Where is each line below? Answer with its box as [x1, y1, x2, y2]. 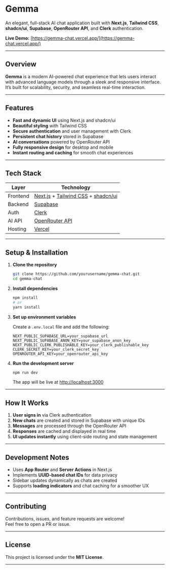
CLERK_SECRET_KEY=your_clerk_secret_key [12, 347, 99, 352]
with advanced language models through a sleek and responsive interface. [5, 79, 161, 85]
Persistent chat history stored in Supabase [12, 133, 104, 140]
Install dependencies [12, 285, 58, 291]
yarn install [12, 305, 40, 310]
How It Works [5, 398, 49, 407]
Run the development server [12, 360, 74, 366]
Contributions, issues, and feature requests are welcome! [5, 516, 125, 522]
